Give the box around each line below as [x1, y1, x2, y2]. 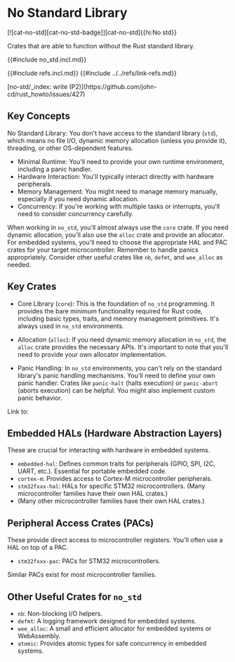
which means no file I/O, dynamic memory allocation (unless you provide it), [7, 136, 227, 144]
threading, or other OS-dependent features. [7, 144, 133, 152]
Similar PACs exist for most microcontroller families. [7, 570, 156, 579]
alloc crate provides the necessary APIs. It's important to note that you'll [17, 342, 229, 351]
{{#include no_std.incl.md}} [7, 55, 87, 64]
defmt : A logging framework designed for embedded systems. [17, 617, 196, 625]
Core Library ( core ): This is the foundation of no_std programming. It [17, 299, 215, 308]
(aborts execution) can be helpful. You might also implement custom [17, 386, 215, 394]
